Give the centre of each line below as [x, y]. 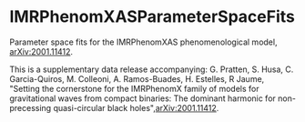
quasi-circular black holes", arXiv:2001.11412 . [136, 107]
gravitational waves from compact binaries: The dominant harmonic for [142, 98]
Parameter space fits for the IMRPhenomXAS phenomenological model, [143, 42]
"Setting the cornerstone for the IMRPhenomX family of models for [134, 88]
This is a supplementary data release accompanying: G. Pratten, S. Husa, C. [152, 69]
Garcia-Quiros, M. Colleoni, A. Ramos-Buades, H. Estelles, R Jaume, [137, 78]
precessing [30, 107]
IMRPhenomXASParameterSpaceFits [152, 17]
